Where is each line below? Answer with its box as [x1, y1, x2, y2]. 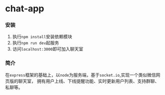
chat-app [5, 3, 44, 14]
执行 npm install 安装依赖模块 [12, 34, 72, 40]
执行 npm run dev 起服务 [12, 40, 59, 46]
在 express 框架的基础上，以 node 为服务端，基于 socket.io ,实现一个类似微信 [5, 72, 156, 78]
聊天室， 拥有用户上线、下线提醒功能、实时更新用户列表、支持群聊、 [18, 78, 160, 84]
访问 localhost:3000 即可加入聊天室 [12, 46, 84, 52]
